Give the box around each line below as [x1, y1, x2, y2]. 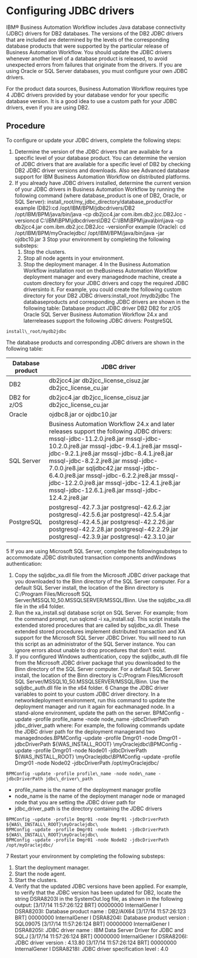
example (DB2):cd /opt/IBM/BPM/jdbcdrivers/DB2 [14, 204, 135, 212]
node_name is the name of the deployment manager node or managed [14, 792, 185, 800]
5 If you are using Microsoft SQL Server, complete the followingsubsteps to [6, 547, 188, 554]
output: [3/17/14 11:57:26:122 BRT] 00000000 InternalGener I [14, 901, 161, 909]
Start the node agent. [14, 870, 66, 877]
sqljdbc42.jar [86, 464, 123, 472]
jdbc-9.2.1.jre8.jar [49, 449, 101, 457]
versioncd [14, 217, 39, 224]
